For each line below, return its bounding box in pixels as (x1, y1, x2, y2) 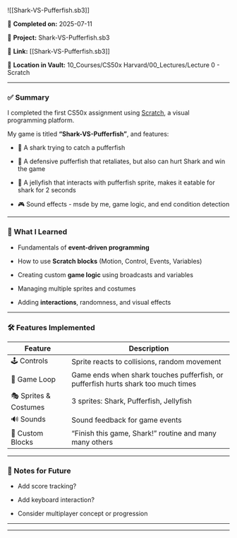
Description (128, 343, 169, 353)
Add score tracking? (17, 482, 77, 491)
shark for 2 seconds (17, 186, 76, 194)
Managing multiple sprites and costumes (17, 284, 136, 293)
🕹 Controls (11, 356, 48, 366)
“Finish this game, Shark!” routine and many (71, 428, 217, 438)
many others (71, 437, 114, 447)
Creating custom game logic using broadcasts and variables (17, 270, 194, 279)
